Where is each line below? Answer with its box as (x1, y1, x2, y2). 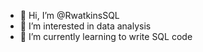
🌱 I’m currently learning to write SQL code (19, 31, 193, 42)
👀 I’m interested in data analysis (19, 20, 152, 32)
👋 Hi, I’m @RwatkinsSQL (19, 10, 120, 21)
